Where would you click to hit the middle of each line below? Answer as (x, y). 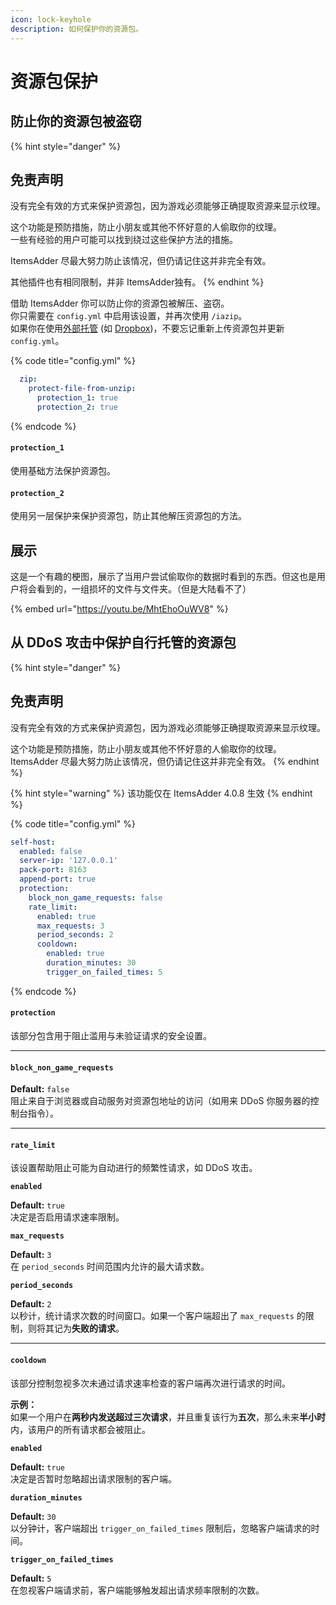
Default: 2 (31, 1304)
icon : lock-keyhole (51, 19)
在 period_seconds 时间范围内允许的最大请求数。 (110, 1267)
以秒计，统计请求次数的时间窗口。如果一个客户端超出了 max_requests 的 (158, 1316)
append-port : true (58, 879)
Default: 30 (33, 1516)
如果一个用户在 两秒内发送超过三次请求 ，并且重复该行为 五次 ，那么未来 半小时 (168, 1417)
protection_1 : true (77, 398)
